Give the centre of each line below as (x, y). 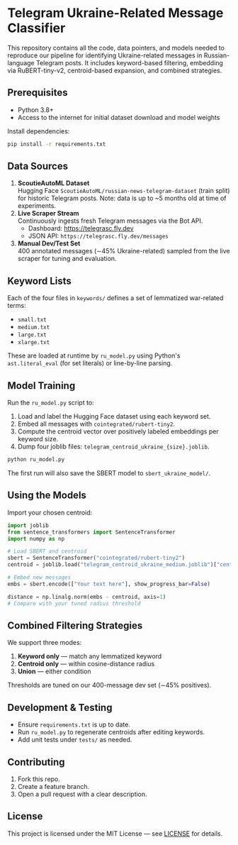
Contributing (36, 762)
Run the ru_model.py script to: (51, 403)
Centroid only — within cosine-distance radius (86, 664)
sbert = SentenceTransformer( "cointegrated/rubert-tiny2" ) (96, 558)
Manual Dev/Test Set (49, 243)
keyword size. (38, 439)
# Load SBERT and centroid (47, 551)
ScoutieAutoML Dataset (53, 183)
